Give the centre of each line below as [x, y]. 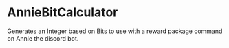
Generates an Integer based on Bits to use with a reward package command [115, 31]
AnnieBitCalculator [63, 13]
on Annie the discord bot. [43, 38]
